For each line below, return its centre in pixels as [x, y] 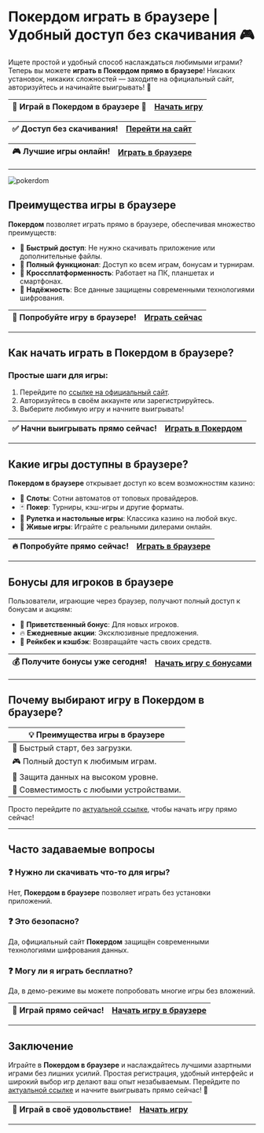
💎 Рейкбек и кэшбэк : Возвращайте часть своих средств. [115, 642]
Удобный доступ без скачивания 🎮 [132, 35]
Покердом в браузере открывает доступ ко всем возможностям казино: [132, 483]
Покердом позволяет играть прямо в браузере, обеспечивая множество [132, 224]
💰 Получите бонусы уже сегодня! [80, 662]
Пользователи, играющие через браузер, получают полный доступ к [125, 601]
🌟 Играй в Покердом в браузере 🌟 [79, 106]
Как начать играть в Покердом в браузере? [121, 353]
